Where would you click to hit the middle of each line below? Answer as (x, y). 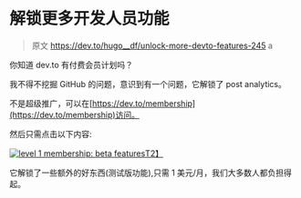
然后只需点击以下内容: (51, 134)
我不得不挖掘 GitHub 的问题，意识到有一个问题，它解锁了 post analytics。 (148, 84)
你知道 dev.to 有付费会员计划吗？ (72, 64)
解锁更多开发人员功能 (90, 19)
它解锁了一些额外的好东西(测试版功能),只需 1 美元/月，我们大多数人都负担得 (150, 173)
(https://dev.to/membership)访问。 (74, 114)
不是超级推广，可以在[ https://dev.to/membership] (103, 103)
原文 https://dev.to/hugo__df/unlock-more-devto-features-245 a (152, 45)
